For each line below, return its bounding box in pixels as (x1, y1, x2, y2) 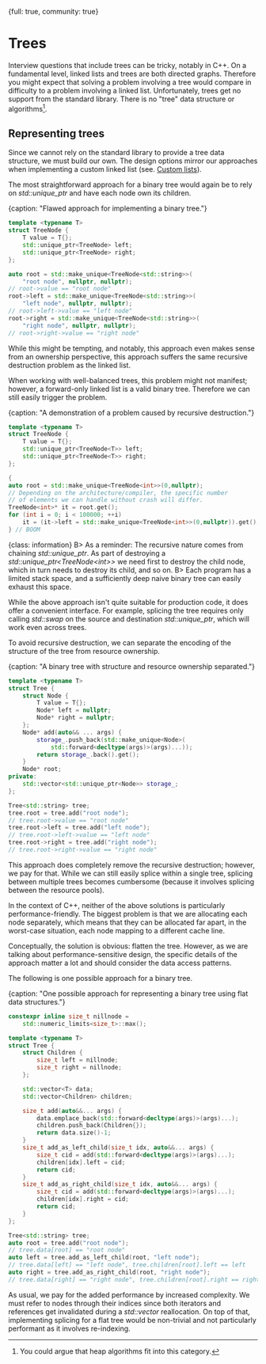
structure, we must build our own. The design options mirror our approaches (8, 156, 258, 165)
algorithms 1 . (8, 102, 47, 113)
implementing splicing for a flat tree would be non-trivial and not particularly (8, 1315, 257, 1324)
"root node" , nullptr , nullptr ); (22, 277, 133, 286)
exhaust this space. (8, 582, 72, 591)
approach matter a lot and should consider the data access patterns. (8, 958, 232, 967)
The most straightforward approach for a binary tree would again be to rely (8, 180, 253, 189)
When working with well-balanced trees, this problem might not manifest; (8, 375, 248, 385)
